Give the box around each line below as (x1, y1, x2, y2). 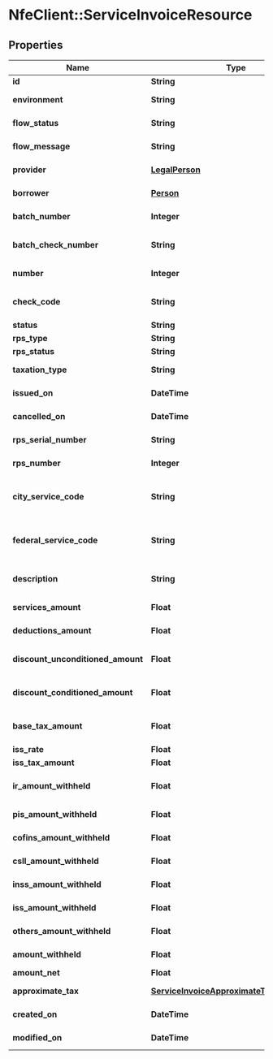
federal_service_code (12, 534, 98, 546)
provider (12, 164, 46, 175)
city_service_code (12, 491, 84, 502)
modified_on (12, 1032, 63, 1043)
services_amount (12, 602, 81, 612)
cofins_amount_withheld (12, 832, 110, 843)
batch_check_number (12, 240, 99, 250)
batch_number (12, 211, 71, 222)
